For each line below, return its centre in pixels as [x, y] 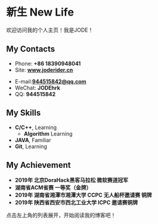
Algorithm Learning [48, 134]
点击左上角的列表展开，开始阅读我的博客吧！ [61, 215]
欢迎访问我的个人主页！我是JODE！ [50, 30]
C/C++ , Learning [36, 127]
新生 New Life [40, 12]
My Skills [24, 113]
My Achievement [39, 165]
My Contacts [31, 49]
